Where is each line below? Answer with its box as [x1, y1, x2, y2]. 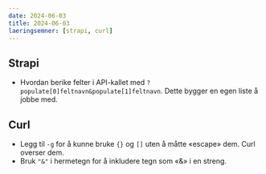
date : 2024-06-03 [8, 11, 67, 20]
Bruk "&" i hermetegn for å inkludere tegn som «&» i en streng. [19, 156, 227, 165]
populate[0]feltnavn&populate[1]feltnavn [19, 87, 161, 96]
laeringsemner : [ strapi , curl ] [8, 26, 113, 34]
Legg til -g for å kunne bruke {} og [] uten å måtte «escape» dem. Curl [19, 140, 256, 148]
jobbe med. [19, 95, 58, 104]
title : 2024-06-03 [8, 19, 70, 27]
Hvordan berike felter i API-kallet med [19, 78, 145, 87]
